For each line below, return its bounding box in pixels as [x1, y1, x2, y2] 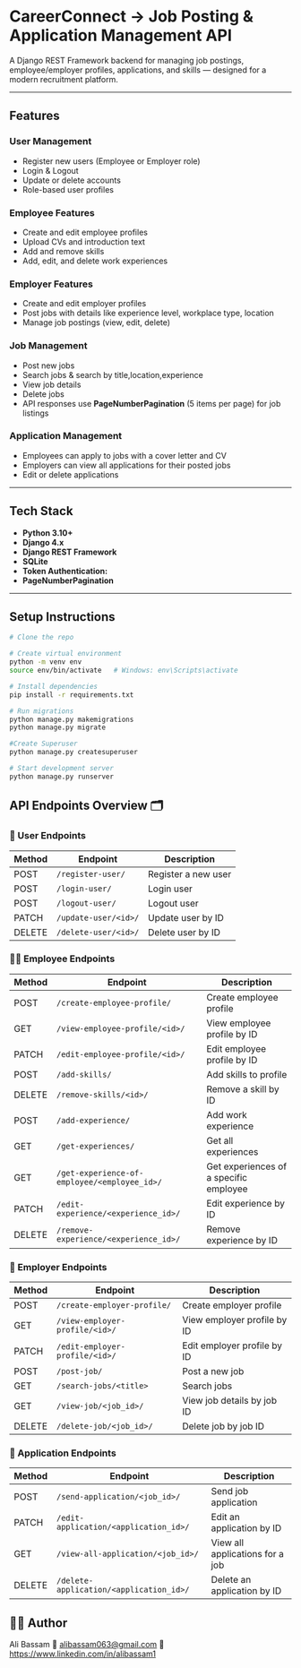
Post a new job [182, 1365, 245, 1378]
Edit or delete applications [21, 469, 119, 480]
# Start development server [9, 764, 115, 773]
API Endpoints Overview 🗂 [9, 798, 164, 813]
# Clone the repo [9, 633, 74, 642]
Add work [205, 1108, 248, 1121]
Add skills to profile [205, 1068, 288, 1080]
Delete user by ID [147, 925, 221, 938]
